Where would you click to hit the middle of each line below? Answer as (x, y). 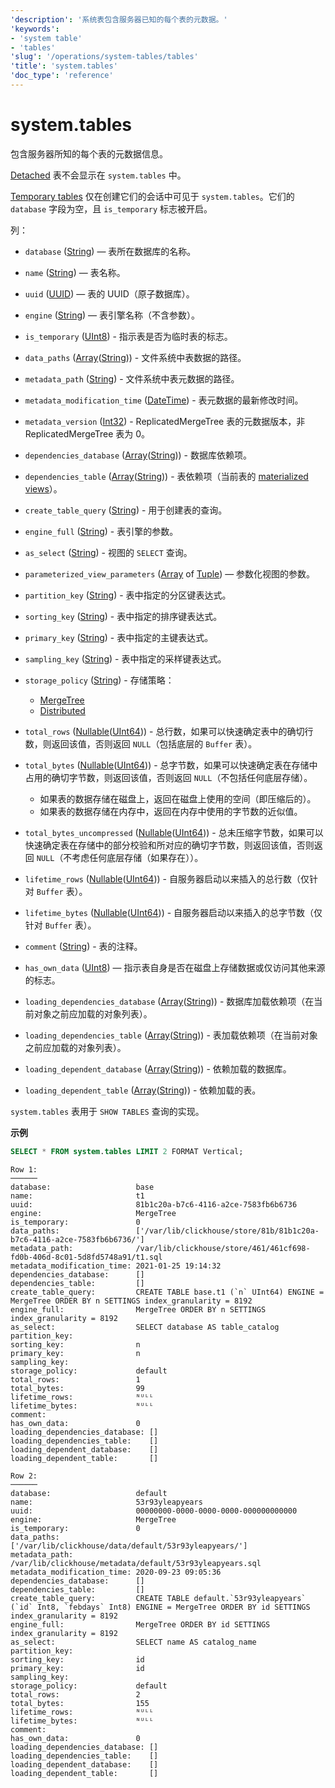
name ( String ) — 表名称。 (75, 272)
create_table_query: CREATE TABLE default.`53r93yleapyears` (158, 1598)
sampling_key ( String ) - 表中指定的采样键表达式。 (125, 658)
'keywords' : (35, 29)
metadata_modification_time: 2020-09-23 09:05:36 (116, 1572)
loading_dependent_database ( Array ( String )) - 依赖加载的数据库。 (158, 1068)
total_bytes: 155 (80, 1703)
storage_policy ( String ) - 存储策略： (99, 680)
